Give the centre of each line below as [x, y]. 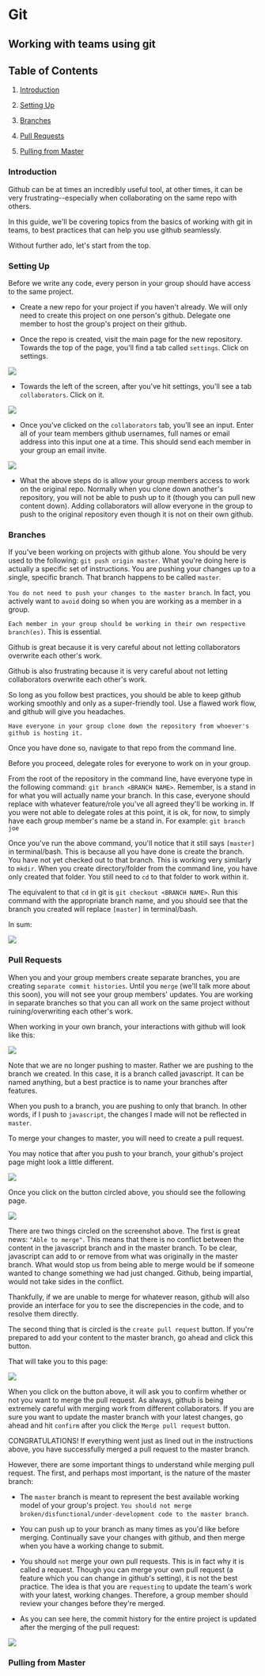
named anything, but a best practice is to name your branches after [118, 1082]
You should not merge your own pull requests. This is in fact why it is [132, 1561]
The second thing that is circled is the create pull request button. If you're [131, 1329]
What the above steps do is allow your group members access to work [134, 480]
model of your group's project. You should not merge [106, 1505]
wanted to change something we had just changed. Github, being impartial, [131, 1273]
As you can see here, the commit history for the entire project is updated [138, 1618]
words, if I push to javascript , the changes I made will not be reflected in [127, 1114]
